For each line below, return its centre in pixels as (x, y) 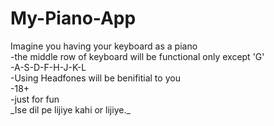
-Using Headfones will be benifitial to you (95, 78)
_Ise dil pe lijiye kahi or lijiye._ (70, 109)
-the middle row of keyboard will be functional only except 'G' (137, 56)
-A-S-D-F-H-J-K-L (48, 67)
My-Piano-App (73, 18)
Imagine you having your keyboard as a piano (104, 46)
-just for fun (35, 99)
